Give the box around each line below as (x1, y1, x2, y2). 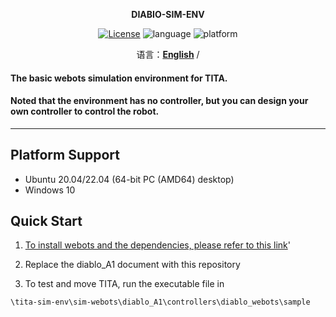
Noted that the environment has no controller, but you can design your (10, 95, 309, 107)
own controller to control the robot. (10, 105, 160, 118)
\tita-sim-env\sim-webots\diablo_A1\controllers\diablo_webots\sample (10, 297, 311, 308)
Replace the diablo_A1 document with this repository (24, 259, 241, 271)
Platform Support (10, 147, 120, 164)
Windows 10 (24, 184, 76, 196)
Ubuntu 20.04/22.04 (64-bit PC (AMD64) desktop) (24, 173, 235, 185)
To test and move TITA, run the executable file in (24, 278, 225, 290)
